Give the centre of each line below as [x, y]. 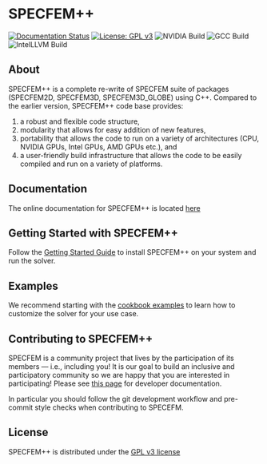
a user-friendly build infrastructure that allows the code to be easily [131, 155]
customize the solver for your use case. [74, 314]
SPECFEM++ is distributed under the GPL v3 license [94, 451]
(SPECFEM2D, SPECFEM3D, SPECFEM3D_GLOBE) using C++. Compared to [133, 97]
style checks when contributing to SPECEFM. [109, 407]
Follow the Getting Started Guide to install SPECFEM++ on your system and [132, 252]
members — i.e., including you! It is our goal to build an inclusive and [122, 367]
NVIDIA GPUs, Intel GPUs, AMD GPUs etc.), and [98, 147]
